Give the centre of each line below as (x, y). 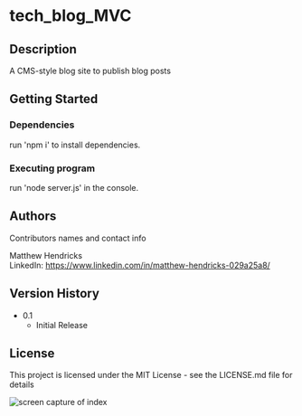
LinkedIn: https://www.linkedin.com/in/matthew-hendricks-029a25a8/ (140, 265)
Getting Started (54, 99)
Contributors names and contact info (78, 238)
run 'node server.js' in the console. (74, 187)
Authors (33, 217)
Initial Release (62, 325)
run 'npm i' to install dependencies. (75, 145)
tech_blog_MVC (71, 16)
